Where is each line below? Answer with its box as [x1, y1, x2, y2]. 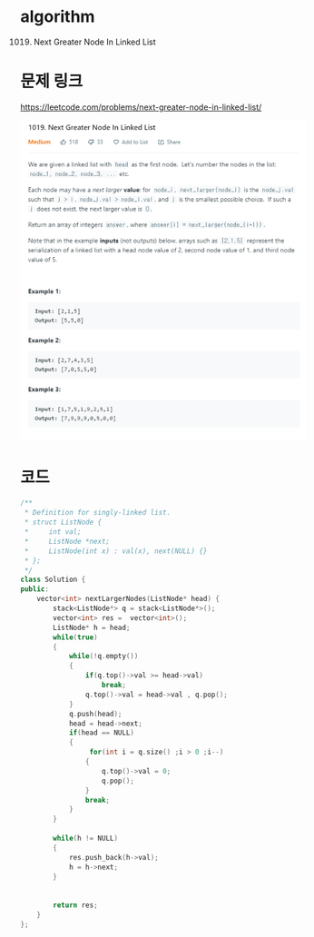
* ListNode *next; [24, 537, 111, 546]
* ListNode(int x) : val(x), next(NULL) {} [24, 547, 208, 556]
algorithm [20, 6, 95, 27]
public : [20, 585, 50, 594]
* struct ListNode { [24, 518, 103, 528]
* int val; [24, 528, 82, 537]
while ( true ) [53, 633, 99, 642]
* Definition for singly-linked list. [24, 508, 172, 518]
